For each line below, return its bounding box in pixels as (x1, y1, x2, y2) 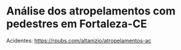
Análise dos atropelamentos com (6, 4, 176, 18)
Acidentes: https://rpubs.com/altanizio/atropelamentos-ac (6, 37, 151, 44)
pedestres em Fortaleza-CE (6, 17, 147, 31)
